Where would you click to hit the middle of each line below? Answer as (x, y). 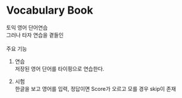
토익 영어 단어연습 (27, 27)
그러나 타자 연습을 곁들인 (35, 35)
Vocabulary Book (50, 10)
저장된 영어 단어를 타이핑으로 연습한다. (59, 68)
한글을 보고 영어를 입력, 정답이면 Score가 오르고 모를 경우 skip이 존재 (95, 88)
